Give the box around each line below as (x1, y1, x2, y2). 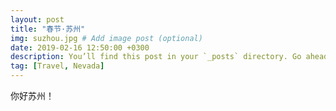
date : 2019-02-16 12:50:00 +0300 (10, 42, 150, 53)
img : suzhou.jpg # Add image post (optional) (10, 33, 203, 43)
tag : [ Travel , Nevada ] (10, 61, 105, 71)
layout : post (10, 14, 65, 25)
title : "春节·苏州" (10, 24, 86, 34)
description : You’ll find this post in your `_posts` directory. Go (10, 52, 302, 62)
